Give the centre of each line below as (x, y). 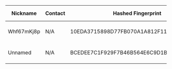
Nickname (24, 13)
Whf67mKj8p (24, 31)
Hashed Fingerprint (137, 13)
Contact (55, 13)
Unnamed (20, 52)
